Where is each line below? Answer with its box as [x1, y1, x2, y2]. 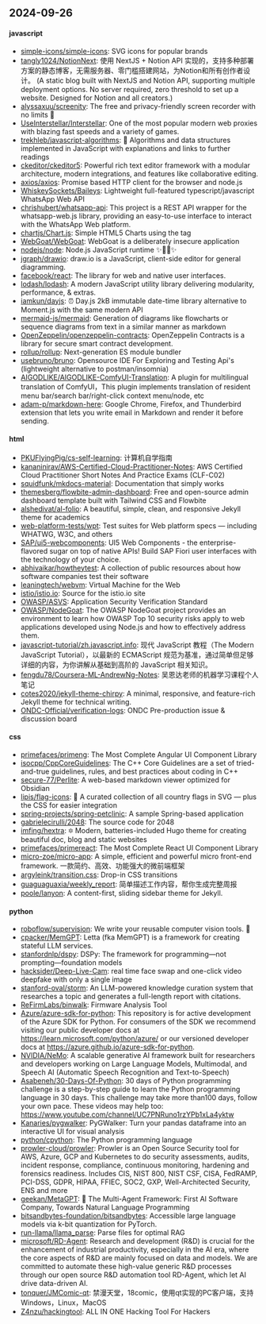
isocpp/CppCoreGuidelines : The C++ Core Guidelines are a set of [20, 759, 235, 767]
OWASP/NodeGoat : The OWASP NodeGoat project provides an [20, 605, 226, 615]
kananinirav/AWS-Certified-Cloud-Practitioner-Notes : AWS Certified [20, 461, 244, 471]
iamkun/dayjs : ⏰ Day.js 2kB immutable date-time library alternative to [20, 295, 247, 305]
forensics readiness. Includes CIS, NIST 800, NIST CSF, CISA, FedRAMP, [20, 1169, 258, 1179]
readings [20, 152, 50, 161]
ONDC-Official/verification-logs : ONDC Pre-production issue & [20, 705, 226, 715]
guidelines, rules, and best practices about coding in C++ [51, 766, 238, 776]
